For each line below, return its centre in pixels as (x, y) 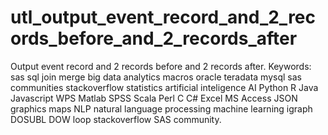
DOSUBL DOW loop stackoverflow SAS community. (116, 119)
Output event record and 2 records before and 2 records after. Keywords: (161, 66)
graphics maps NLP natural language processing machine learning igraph (161, 108)
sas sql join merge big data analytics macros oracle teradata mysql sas (156, 77)
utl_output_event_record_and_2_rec (163, 17)
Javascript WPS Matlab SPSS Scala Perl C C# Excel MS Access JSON (154, 98)
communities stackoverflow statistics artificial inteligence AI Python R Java (164, 87)
